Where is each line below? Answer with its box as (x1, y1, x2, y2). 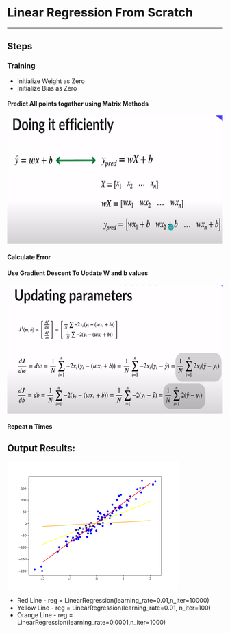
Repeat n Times (7, 422, 53, 431)
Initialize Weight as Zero (16, 77, 86, 85)
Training (7, 61, 36, 71)
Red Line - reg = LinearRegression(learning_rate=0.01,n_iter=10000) (16, 597, 210, 605)
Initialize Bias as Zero (16, 84, 77, 92)
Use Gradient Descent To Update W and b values (7, 269, 149, 277)
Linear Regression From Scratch (7, 5, 194, 21)
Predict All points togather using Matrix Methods (7, 99, 149, 108)
